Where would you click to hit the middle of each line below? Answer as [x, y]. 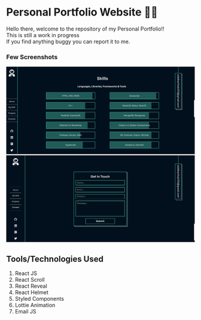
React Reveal [31, 286]
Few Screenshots [32, 57]
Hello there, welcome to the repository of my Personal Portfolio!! [85, 29]
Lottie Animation [35, 305]
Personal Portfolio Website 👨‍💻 [82, 12]
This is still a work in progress [43, 35]
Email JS [26, 312]
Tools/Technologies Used [55, 259]
